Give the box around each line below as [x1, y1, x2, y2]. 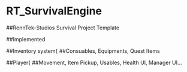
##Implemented [6, 35, 46, 43]
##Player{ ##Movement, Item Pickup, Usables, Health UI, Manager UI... [6, 59, 182, 66]
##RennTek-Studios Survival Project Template [6, 24, 120, 31]
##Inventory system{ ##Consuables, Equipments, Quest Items [6, 47, 160, 55]
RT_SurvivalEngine [6, 4, 102, 18]
